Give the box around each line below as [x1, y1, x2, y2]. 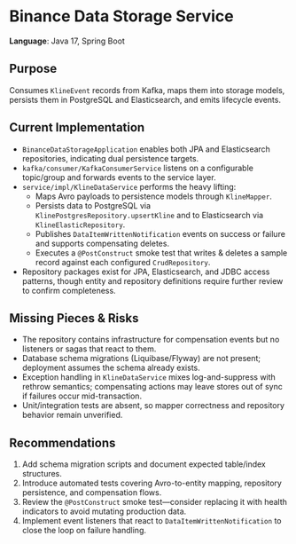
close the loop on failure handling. [21, 525, 146, 536]
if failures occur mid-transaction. [21, 390, 143, 401]
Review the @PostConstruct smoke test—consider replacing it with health [21, 497, 288, 508]
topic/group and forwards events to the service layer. [21, 171, 216, 183]
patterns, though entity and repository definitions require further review [21, 275, 284, 286]
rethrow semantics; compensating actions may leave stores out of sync [21, 382, 284, 392]
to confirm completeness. [21, 285, 117, 296]
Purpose [9, 61, 58, 76]
